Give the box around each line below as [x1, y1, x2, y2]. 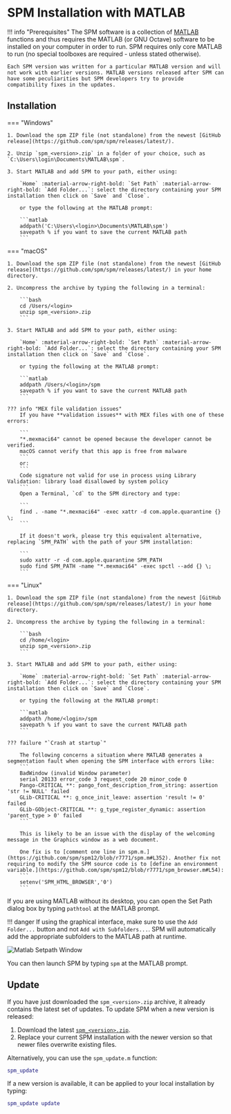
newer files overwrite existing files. [17, 1040, 117, 1048]
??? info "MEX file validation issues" [7, 405, 122, 412]
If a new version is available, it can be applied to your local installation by [7, 1079, 214, 1088]
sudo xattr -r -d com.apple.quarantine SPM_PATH [19, 557, 163, 564]
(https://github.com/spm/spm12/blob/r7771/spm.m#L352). [7, 854, 172, 862]
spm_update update [7, 1100, 60, 1107]
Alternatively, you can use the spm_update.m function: [7, 1053, 158, 1062]
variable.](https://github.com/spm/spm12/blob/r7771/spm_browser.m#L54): [7, 866, 225, 873]
